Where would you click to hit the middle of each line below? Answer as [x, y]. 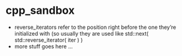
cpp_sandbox [40, 11]
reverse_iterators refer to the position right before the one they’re [95, 27]
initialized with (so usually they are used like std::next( [81, 33]
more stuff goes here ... [43, 46]
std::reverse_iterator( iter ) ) [49, 40]
